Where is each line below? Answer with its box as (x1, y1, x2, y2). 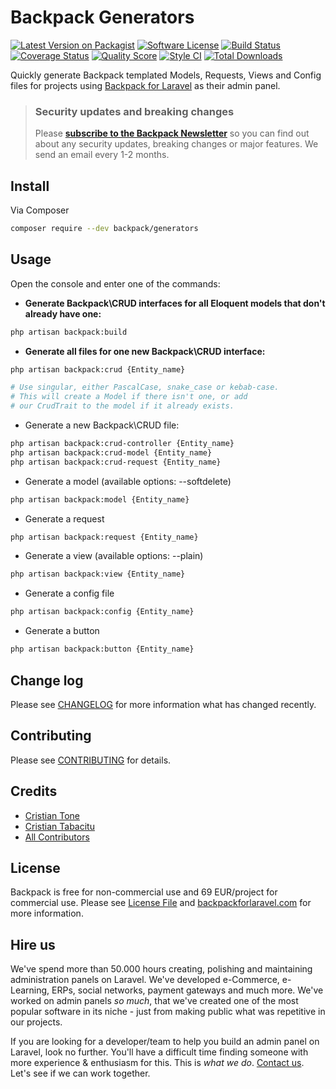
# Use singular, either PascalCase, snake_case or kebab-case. (10, 382, 280, 393)
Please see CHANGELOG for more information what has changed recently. (10, 698, 317, 710)
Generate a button (24, 625, 100, 637)
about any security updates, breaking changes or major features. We (34, 138, 319, 150)
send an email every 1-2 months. (34, 149, 170, 161)
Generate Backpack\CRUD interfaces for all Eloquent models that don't (24, 297, 326, 309)
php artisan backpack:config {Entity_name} (10, 607, 195, 617)
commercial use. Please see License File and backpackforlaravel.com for (10, 897, 312, 909)
